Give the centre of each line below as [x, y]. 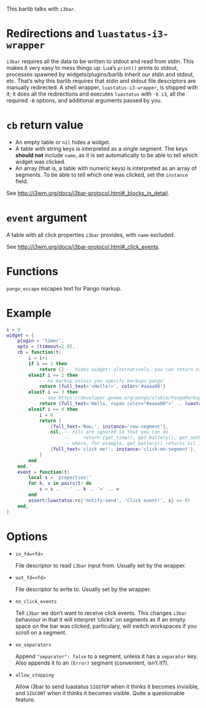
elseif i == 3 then [53, 392]
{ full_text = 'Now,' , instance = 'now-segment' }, [109, 426]
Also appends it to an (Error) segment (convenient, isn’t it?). [92, 663]
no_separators [33, 645]
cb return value [45, 125]
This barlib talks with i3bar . [41, 9]
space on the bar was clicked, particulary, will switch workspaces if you [106, 626]
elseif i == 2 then [53, 375]
